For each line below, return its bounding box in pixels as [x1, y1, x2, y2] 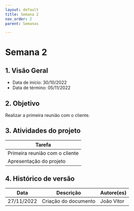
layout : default [5, 7, 39, 12]
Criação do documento [42, 198, 96, 205]
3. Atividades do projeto [5, 127, 81, 135]
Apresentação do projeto [7, 158, 66, 164]
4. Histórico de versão [5, 174, 75, 183]
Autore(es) [100, 189, 127, 196]
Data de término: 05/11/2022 [12, 85, 71, 91]
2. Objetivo [5, 99, 40, 107]
